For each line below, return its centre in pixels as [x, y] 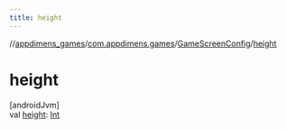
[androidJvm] [35, 105]
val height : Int [35, 115]
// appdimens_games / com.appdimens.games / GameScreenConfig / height [143, 43]
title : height [36, 18]
